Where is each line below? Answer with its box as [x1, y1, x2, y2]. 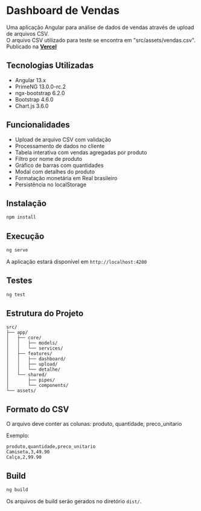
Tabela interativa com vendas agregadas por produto [14, 149, 147, 156]
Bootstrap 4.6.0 [14, 96, 54, 103]
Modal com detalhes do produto [14, 168, 95, 175]
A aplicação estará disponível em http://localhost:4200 [6, 258, 147, 265]
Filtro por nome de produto [14, 155, 83, 162]
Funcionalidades [6, 120, 71, 130]
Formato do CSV [6, 404, 69, 414]
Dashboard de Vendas [6, 4, 120, 18]
